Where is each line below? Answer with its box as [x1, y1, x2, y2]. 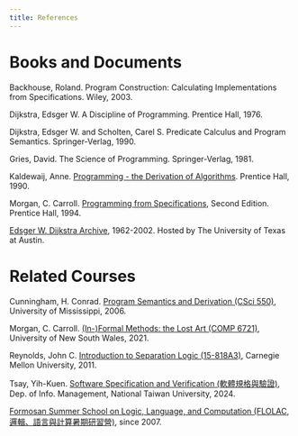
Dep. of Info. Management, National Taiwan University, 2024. [9, 388, 236, 399]
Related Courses [9, 266, 137, 286]
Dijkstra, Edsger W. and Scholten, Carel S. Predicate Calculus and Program [9, 126, 286, 137]
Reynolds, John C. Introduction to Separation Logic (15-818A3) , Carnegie [9, 350, 280, 360]
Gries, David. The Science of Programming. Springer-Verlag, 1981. [9, 153, 254, 164]
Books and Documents [9, 51, 183, 72]
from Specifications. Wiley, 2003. [9, 91, 133, 102]
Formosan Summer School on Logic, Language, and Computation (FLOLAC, [9, 405, 290, 416]
